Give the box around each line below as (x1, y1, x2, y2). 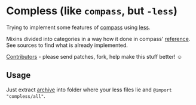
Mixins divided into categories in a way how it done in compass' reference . (6, 35, 191, 42)
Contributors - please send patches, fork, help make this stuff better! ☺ (6, 53, 182, 60)
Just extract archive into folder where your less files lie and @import (6, 86, 172, 93)
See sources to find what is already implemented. (6, 42, 128, 49)
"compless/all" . (6, 92, 46, 99)
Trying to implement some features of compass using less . (6, 24, 151, 31)
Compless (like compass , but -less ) (6, 4, 178, 18)
